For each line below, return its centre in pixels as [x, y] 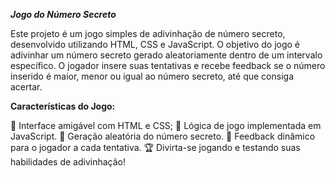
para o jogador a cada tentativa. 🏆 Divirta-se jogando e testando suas [155, 147]
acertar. [26, 87]
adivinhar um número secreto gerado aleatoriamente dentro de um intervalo [166, 55]
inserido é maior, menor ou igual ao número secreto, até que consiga [152, 76]
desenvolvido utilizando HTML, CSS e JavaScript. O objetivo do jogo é [155, 44]
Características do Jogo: [63, 106]
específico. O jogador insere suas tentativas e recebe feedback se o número [168, 65]
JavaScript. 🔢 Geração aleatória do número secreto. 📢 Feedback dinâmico [163, 136]
